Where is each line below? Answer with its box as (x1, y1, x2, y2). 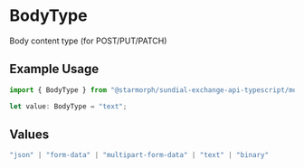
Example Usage (9, 61, 100, 77)
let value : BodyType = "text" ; (9, 101, 128, 111)
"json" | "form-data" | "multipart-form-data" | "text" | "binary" (9, 151, 270, 160)
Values (9, 126, 50, 142)
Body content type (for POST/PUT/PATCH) (9, 35, 167, 46)
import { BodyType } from (9, 85, 107, 95)
